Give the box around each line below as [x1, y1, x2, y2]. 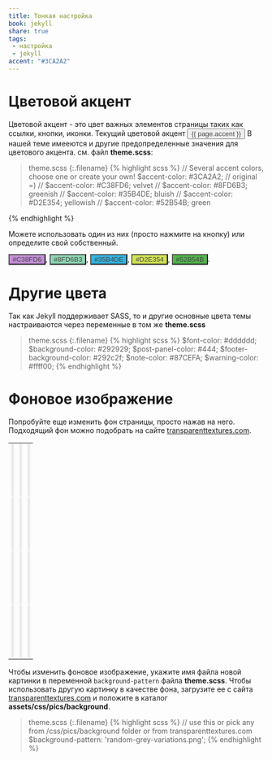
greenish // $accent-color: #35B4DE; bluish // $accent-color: [28, 189, 233, 199]
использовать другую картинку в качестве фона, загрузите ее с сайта [8, 684, 253, 694]
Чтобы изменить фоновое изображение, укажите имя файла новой [8, 666, 242, 676]
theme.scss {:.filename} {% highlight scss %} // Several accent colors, [28, 163, 264, 173]
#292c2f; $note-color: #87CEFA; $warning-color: [93, 352, 259, 362]
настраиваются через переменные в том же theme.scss [8, 319, 206, 330]
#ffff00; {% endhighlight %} [28, 361, 122, 371]
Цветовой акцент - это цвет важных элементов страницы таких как [8, 119, 244, 129]
